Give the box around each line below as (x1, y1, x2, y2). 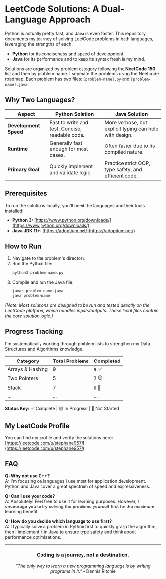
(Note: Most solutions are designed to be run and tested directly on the (5, 302, 150, 308)
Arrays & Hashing (7, 366, 48, 373)
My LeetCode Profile (5, 422, 70, 430)
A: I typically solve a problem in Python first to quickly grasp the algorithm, (5, 524, 157, 530)
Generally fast (49, 139, 83, 146)
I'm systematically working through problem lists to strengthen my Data (5, 340, 151, 346)
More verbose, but (104, 119, 147, 126)
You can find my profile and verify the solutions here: (5, 434, 113, 440)
